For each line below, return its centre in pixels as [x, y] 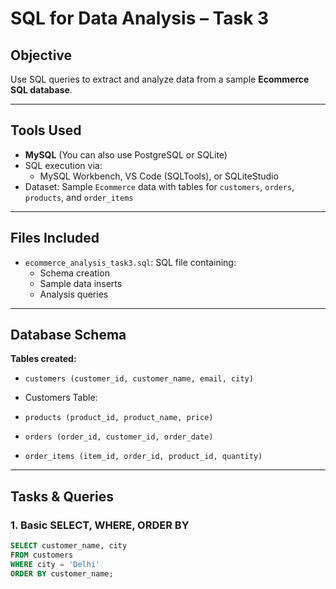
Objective [41, 55]
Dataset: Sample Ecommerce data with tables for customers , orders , [159, 186]
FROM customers [42, 555]
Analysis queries [74, 294]
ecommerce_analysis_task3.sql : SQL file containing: [130, 262]
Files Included [55, 238]
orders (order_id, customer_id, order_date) [119, 437]
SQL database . [41, 90]
